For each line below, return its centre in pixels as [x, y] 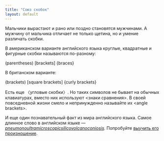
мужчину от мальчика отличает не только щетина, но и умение [72, 33]
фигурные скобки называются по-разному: [51, 53]
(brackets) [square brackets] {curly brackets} [51, 82]
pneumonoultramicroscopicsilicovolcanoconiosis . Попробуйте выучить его [82, 128]
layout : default [22, 14]
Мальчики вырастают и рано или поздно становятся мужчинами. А [76, 28]
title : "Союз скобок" [27, 10]
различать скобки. [25, 39]
